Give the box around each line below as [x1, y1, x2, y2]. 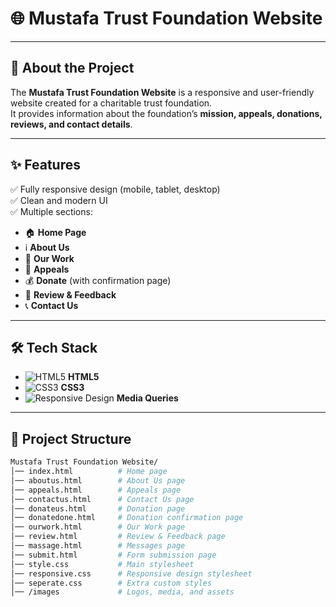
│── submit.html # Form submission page [10, 550, 217, 560]
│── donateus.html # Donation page [10, 503, 186, 514]
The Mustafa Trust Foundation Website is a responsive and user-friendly [10, 86, 315, 98]
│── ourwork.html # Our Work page [10, 522, 186, 532]
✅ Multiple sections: [10, 205, 93, 217]
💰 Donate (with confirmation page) [24, 274, 172, 286]
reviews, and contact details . [10, 118, 133, 130]
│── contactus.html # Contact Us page [10, 494, 195, 504]
